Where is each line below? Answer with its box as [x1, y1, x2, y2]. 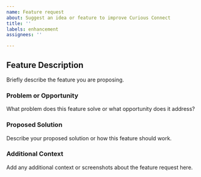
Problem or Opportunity [6, 91, 78, 100]
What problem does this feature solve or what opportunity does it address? [6, 105, 196, 113]
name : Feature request [6, 9, 64, 15]
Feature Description [6, 59, 84, 70]
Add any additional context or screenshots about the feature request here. [6, 164, 193, 171]
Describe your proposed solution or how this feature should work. [6, 134, 172, 141]
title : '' [6, 20, 32, 26]
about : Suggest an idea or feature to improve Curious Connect [6, 15, 171, 21]
